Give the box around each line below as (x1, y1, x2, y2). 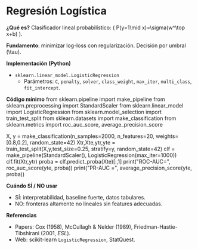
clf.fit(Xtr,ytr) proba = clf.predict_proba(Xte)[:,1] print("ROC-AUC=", (6, 158, 171, 165)
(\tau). (6, 48, 21, 55)
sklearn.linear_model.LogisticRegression (14, 72, 119, 78)
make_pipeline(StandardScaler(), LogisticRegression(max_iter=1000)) (6, 151, 177, 159)
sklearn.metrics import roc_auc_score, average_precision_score (6, 121, 163, 128)
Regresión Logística (6, 4, 107, 18)
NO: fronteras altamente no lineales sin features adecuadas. (14, 200, 163, 207)
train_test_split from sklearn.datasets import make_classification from (6, 115, 177, 122)
